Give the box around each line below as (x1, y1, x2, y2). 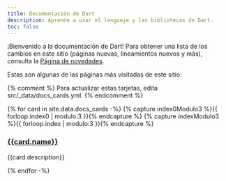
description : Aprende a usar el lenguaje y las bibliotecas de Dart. (7, 17, 214, 24)
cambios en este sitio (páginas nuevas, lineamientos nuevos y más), (7, 49, 203, 58)
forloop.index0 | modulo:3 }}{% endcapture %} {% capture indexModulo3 (7, 112, 220, 120)
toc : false (7, 23, 39, 30)
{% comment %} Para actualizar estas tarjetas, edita (7, 84, 158, 93)
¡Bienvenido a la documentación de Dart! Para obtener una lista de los (7, 42, 208, 51)
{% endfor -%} (7, 166, 50, 175)
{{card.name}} (7, 137, 59, 147)
